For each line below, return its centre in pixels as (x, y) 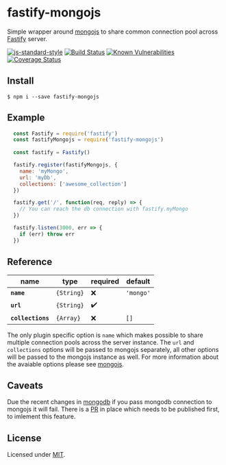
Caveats (25, 385)
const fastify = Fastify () (52, 153)
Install (21, 81)
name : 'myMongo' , (44, 171)
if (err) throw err (47, 234)
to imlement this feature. (41, 416)
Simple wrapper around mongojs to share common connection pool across (113, 32)
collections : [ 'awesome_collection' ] (73, 184)
